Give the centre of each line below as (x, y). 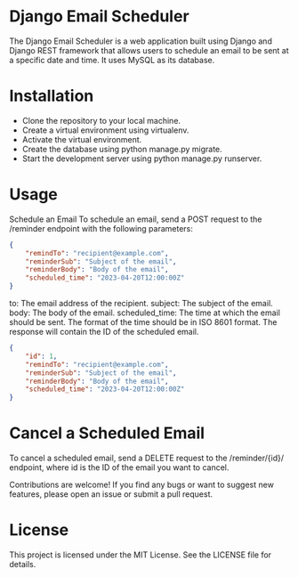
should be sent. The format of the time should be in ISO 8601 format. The (143, 322)
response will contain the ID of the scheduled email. (104, 332)
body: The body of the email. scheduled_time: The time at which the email (145, 313)
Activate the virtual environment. (82, 139)
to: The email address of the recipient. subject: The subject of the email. (141, 304)
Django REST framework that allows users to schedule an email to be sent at (149, 50)
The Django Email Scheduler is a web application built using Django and (141, 41)
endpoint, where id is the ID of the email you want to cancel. (119, 467)
